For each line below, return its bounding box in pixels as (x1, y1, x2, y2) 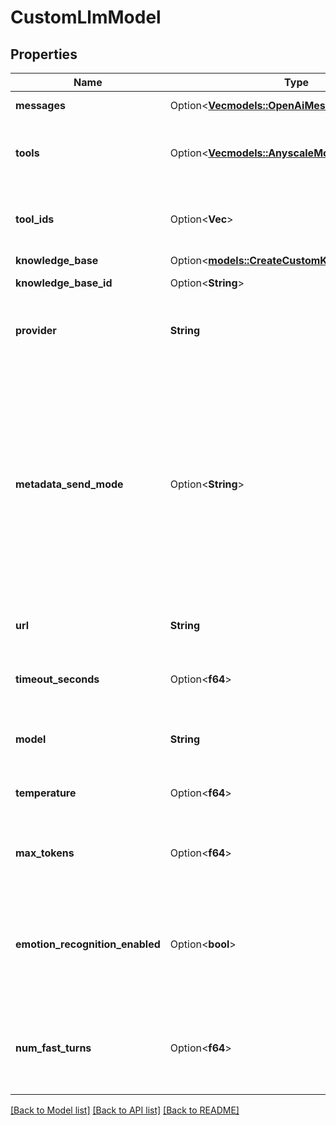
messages (15, 99, 66, 112)
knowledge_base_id (15, 276, 113, 290)
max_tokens (15, 846, 75, 860)
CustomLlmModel (10, 6, 162, 29)
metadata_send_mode (15, 477, 124, 491)
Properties (10, 46, 78, 63)
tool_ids (15, 212, 55, 226)
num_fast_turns (15, 1041, 92, 1055)
